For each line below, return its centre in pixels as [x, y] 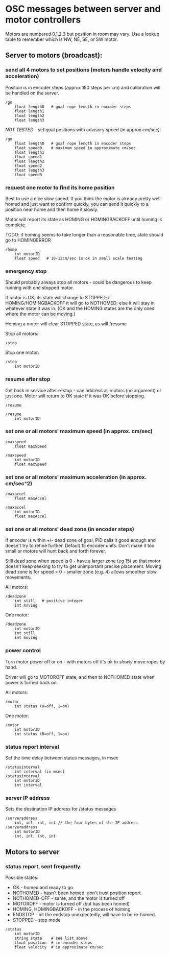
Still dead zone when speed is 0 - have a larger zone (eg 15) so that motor [83, 561]
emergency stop [26, 271]
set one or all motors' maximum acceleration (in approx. [76, 477]
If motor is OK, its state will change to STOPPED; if [58, 298]
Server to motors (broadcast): [54, 55]
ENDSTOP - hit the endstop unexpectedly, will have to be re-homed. [84, 914]
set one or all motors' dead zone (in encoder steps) [70, 529]
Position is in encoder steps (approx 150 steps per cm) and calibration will [83, 87]
